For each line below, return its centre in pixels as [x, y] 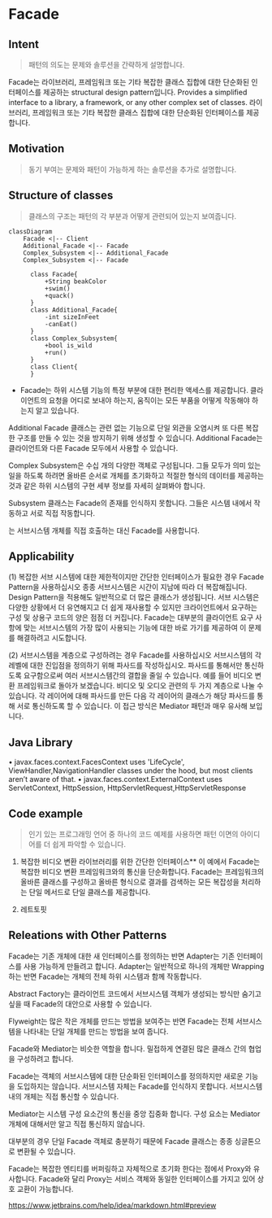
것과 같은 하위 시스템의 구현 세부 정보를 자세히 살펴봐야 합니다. [107, 486]
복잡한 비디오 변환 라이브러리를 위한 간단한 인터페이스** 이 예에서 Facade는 [140, 862]
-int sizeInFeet [72, 317]
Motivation [37, 148]
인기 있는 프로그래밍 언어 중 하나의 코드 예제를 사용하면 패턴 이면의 [133, 834]
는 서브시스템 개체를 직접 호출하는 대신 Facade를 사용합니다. [104, 530]
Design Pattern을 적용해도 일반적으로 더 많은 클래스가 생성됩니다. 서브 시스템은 [134, 597]
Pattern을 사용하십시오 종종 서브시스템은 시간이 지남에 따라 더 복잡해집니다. [128, 587]
